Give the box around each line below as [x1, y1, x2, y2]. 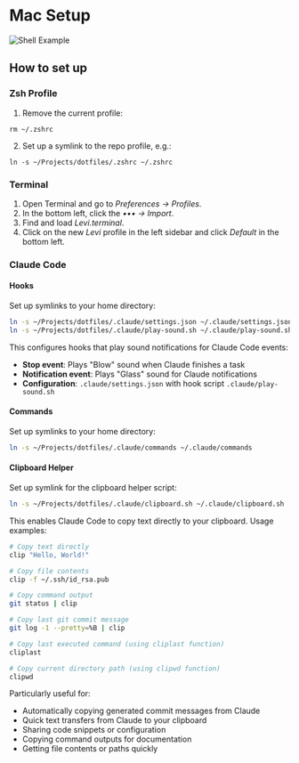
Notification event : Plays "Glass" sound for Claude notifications [21, 369, 258, 379]
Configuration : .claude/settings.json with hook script [21, 377, 225, 388]
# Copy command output [9, 591, 93, 600]
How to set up [9, 61, 87, 76]
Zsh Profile [9, 87, 58, 100]
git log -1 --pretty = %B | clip [9, 624, 125, 633]
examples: [9, 524, 47, 535]
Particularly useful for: [9, 688, 91, 699]
